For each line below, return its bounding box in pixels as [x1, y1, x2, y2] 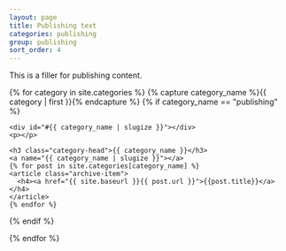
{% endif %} [9, 216, 55, 226]
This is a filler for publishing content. [9, 70, 143, 80]
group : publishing [9, 37, 77, 47]
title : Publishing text [9, 21, 97, 30]
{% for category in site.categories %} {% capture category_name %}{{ [9, 87, 267, 98]
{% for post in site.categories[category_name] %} [9, 162, 200, 171]
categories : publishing [9, 29, 97, 38]
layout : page [9, 12, 58, 22]
